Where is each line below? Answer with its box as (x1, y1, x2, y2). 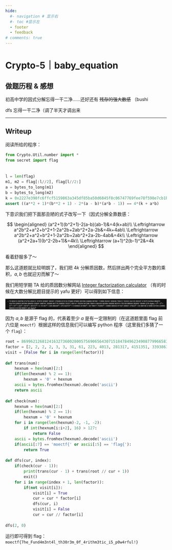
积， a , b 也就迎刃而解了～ (5, 271, 59, 277)
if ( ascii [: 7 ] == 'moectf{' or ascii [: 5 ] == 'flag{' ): (14, 442, 132, 447)
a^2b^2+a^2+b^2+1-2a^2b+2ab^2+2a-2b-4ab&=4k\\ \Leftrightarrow (14, 232, 158, 238)
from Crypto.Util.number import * (5, 152, 79, 158)
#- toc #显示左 (10, 19, 40, 24)
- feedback (10, 30, 33, 35)
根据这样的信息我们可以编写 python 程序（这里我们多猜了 (38, 322, 159, 328)
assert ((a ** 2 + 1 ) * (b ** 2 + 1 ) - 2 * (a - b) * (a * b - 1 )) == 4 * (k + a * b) (5, 201, 160, 206)
